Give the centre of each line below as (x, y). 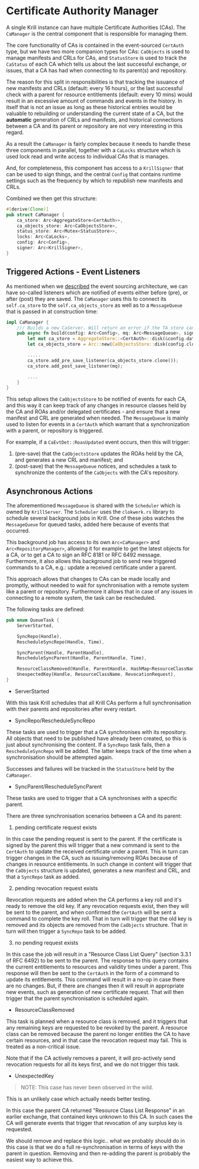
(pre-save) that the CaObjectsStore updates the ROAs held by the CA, (99, 454)
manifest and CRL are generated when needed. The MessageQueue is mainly (97, 418)
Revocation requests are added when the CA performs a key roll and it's (94, 900)
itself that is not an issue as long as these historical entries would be (89, 107)
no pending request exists (46, 942)
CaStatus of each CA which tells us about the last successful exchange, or (97, 64)
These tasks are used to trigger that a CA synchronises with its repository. (97, 732)
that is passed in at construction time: (52, 311)
